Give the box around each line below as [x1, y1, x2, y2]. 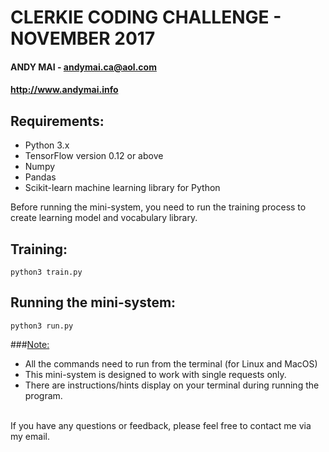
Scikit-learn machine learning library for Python [24, 182, 221, 194]
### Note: [10, 338, 50, 350]
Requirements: [10, 112, 105, 130]
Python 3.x [24, 139, 70, 151]
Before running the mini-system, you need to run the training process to [10, 201, 307, 213]
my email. [10, 430, 50, 442]
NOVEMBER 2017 [10, 27, 156, 50]
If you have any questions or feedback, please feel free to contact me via [10, 419, 312, 431]
